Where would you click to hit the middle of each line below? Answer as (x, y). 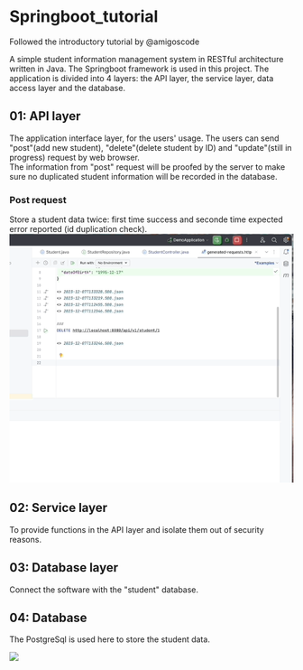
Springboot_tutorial (84, 17)
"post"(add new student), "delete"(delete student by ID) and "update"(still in (151, 147)
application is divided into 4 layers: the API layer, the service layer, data (142, 78)
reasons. (26, 539)
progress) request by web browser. (74, 157)
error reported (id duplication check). (78, 229)
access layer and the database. (68, 88)
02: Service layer (59, 508)
